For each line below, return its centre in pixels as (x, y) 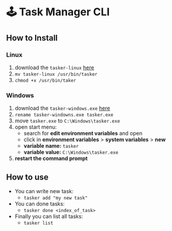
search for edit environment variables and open (83, 134)
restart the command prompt (51, 158)
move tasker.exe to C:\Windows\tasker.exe (67, 121)
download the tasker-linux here (54, 67)
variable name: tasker (51, 146)
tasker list (38, 223)
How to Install (32, 38)
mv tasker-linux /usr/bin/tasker (56, 74)
